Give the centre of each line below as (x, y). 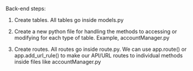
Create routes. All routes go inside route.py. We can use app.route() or (100, 49)
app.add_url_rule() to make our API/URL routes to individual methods (98, 55)
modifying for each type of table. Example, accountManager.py (92, 38)
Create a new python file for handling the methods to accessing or (95, 31)
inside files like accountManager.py (57, 62)
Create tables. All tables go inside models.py (69, 20)
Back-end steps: (26, 9)
